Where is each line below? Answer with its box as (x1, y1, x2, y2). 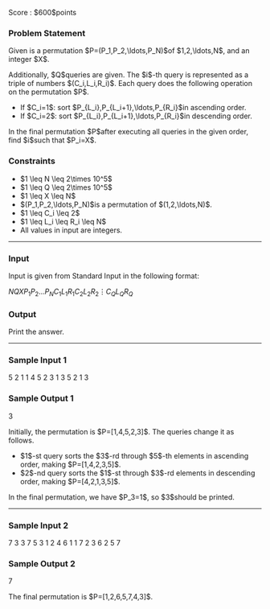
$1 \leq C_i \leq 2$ (19, 208, 80, 217)
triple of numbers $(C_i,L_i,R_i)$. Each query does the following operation (8, 79, 253, 88)
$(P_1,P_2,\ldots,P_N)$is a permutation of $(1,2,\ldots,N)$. (19, 200, 213, 209)
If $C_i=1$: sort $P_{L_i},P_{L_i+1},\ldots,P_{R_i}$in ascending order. (19, 103, 247, 113)
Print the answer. (8, 327, 64, 336)
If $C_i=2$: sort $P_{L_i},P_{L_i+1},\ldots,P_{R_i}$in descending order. (19, 111, 253, 121)
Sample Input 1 (8, 354, 67, 365)
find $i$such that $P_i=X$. (8, 135, 96, 145)
